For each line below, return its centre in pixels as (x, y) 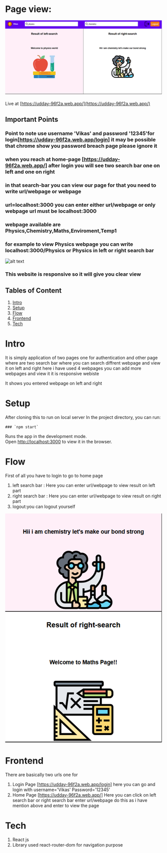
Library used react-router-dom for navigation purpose (68, 845)
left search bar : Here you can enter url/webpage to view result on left (84, 485)
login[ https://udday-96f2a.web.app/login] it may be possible (81, 140)
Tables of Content (34, 290)
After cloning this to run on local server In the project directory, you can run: (83, 418)
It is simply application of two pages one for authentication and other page (82, 358)
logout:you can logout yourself (44, 506)
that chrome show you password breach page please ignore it (81, 146)
